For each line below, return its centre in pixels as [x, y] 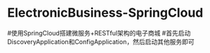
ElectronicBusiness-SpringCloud [105, 13]
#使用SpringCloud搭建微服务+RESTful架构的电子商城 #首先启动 [99, 33]
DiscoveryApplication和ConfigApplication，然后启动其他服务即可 [101, 41]
